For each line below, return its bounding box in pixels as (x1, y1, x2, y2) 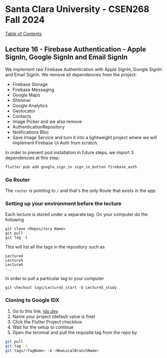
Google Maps (12, 91, 40, 98)
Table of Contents (5, 30, 42, 36)
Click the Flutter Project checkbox (12, 318, 82, 324)
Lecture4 (5, 253, 23, 258)
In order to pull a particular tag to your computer (5, 275, 104, 281)
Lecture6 (5, 262, 23, 267)
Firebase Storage (12, 81, 48, 87)
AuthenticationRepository (12, 123, 65, 129)
